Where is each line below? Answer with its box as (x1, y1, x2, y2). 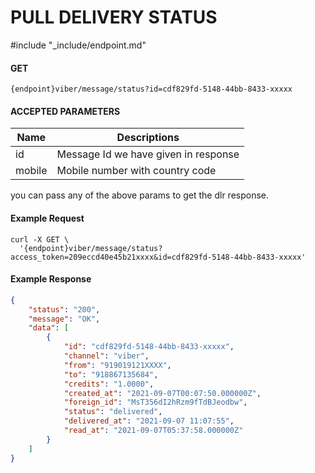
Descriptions (116, 131, 180, 145)
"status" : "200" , (28, 304, 101, 315)
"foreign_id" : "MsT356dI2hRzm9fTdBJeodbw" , (63, 397, 248, 408)
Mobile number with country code (56, 164, 217, 178)
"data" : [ (28, 323, 70, 333)
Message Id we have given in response (56, 147, 240, 161)
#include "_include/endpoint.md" (10, 39, 147, 51)
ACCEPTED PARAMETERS (10, 105, 121, 117)
